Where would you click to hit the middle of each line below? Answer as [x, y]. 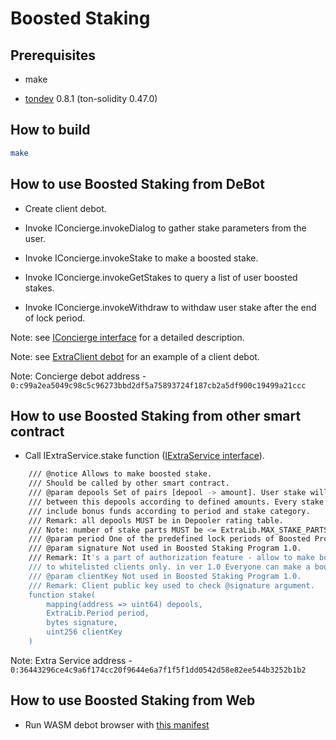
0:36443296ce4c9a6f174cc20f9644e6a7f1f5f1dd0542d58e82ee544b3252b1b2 [158, 670]
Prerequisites [53, 55]
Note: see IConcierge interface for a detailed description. [127, 337]
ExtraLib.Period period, [98, 613]
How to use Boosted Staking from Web [133, 700]
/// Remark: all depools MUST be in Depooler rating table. [156, 520]
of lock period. [55, 318]
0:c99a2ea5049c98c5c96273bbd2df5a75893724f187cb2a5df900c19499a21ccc [158, 385]
